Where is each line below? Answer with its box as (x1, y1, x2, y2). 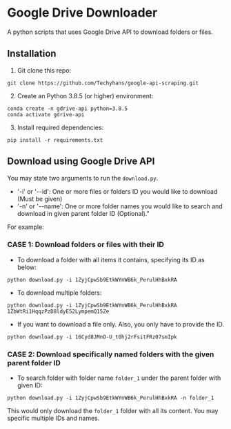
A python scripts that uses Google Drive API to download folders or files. (7, 28, 214, 36)
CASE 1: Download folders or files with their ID (7, 240, 164, 250)
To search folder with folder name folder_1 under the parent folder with (17, 374, 221, 382)
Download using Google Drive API (7, 156, 155, 167)
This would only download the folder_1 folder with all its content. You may (7, 407, 219, 415)
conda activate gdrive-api (7, 111, 85, 118)
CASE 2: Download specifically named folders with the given (7, 349, 214, 359)
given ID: (17, 381, 43, 390)
